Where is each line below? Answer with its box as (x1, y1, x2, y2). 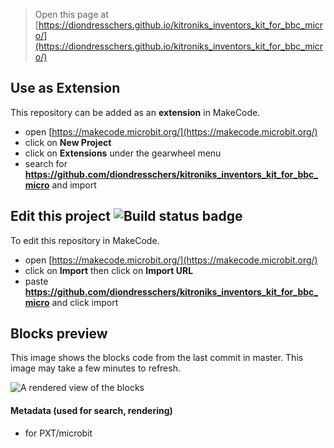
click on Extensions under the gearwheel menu (24, 147, 222, 159)
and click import (51, 296, 119, 308)
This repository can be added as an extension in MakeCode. (10, 106, 261, 118)
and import (51, 179, 97, 191)
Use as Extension (10, 80, 121, 97)
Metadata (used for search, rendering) (10, 405, 173, 417)
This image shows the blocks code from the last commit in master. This (10, 352, 304, 364)
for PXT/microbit (24, 427, 93, 439)
